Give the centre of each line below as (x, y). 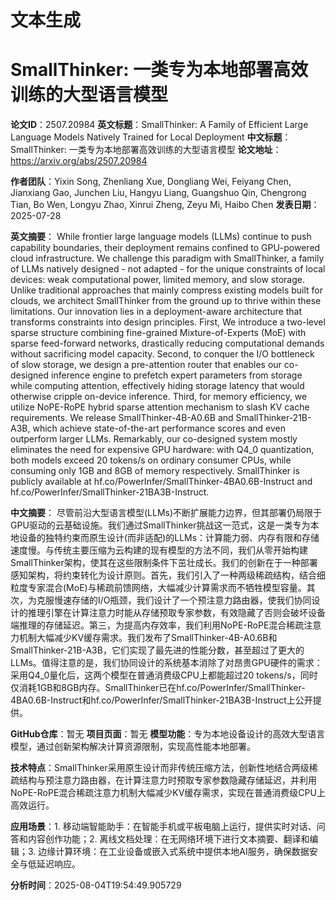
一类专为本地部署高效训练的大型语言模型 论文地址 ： (175, 150)
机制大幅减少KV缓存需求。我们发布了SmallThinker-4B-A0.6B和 (148, 638)
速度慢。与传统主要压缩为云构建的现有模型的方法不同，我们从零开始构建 (159, 550)
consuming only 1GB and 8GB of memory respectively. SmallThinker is (155, 471)
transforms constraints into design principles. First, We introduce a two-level (168, 322)
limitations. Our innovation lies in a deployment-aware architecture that (156, 312)
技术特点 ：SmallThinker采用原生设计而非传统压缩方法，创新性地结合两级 (160, 768)
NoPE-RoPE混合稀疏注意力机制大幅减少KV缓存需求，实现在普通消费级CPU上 (168, 793)
